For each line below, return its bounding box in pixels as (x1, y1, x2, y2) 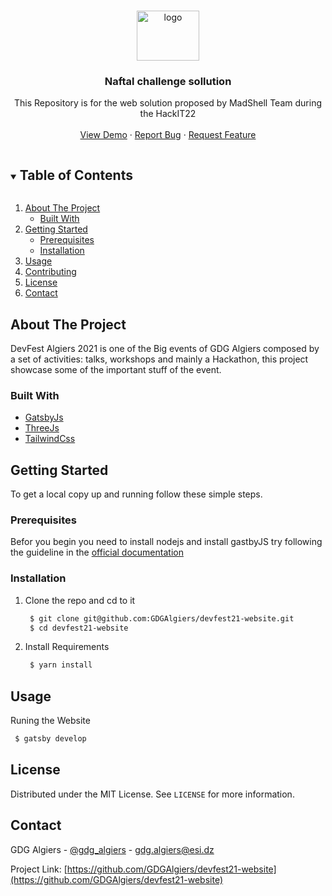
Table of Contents (19, 166, 133, 184)
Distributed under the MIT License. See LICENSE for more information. (10, 788, 295, 800)
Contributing (24, 266, 77, 278)
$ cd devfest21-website (29, 623, 129, 633)
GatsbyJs (24, 411, 64, 424)
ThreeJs (24, 422, 60, 434)
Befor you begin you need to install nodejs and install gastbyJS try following (10, 536, 323, 548)
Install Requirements (24, 641, 110, 653)
